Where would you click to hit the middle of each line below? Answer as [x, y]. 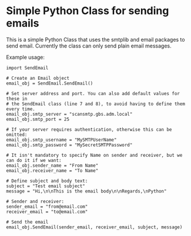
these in [17, 99]
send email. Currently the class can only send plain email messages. [89, 46]
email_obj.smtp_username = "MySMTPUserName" [61, 140]
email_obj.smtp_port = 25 [38, 119]
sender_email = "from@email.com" [47, 207]
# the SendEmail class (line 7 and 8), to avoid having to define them [95, 104]
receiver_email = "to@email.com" [47, 212]
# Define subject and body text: [47, 181]
